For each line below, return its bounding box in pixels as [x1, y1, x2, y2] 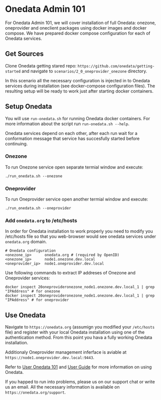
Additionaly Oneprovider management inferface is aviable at [5, 349, 127, 355]
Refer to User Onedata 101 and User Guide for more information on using [5, 364, 152, 370]
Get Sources [5, 50, 44, 58]
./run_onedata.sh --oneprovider [5, 206, 71, 211]
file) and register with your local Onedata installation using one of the [5, 329, 145, 335]
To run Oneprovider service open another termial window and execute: [5, 196, 148, 202]
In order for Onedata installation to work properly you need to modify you [5, 228, 153, 234]
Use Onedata [5, 311, 46, 319]
